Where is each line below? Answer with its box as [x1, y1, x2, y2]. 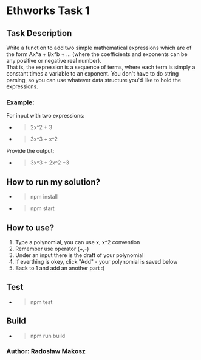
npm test [30, 298, 53, 305]
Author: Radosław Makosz [6, 347, 86, 356]
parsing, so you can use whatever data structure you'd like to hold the [6, 77, 182, 83]
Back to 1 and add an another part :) [15, 264, 105, 272]
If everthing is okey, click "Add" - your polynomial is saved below [15, 258, 178, 265]
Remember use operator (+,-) [15, 245, 89, 252]
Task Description [6, 28, 72, 38]
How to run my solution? [6, 177, 101, 187]
